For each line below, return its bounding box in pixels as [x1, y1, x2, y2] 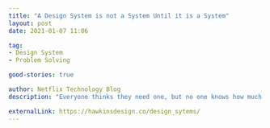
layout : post [8, 19, 53, 27]
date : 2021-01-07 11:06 [8, 27, 89, 35]
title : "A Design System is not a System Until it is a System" [8, 11, 230, 20]
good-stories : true [8, 71, 74, 79]
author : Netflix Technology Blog [8, 85, 121, 93]
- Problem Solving [8, 56, 70, 64]
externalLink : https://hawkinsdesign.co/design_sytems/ [8, 107, 200, 115]
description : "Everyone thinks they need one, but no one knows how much [8, 93, 263, 101]
